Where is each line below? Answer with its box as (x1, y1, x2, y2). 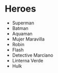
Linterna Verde (12, 57, 44, 63)
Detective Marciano (12, 52, 53, 58)
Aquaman (12, 30, 33, 36)
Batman (12, 25, 28, 31)
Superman (12, 20, 34, 26)
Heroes (5, 3, 36, 15)
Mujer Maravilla (12, 36, 45, 42)
